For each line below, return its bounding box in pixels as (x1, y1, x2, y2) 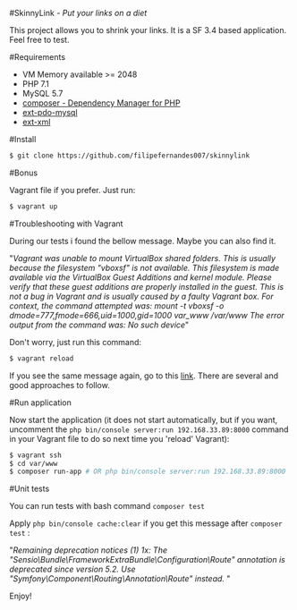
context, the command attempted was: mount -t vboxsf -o (9, 300, 225, 311)
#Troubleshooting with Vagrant (9, 218, 123, 229)
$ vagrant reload (9, 353, 74, 363)
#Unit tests (9, 483, 50, 495)
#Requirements (9, 52, 65, 62)
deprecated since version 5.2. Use (9, 563, 136, 575)
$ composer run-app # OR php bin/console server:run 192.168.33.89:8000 (9, 467, 286, 477)
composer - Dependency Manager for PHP (21, 97, 181, 108)
